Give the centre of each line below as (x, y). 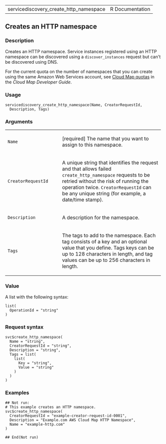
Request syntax (24, 327)
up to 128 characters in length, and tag (107, 254)
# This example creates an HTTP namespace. (51, 407)
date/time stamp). (83, 200)
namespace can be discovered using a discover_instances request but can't (83, 57)
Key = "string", (35, 363)
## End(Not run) (22, 438)
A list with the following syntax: (37, 297)
